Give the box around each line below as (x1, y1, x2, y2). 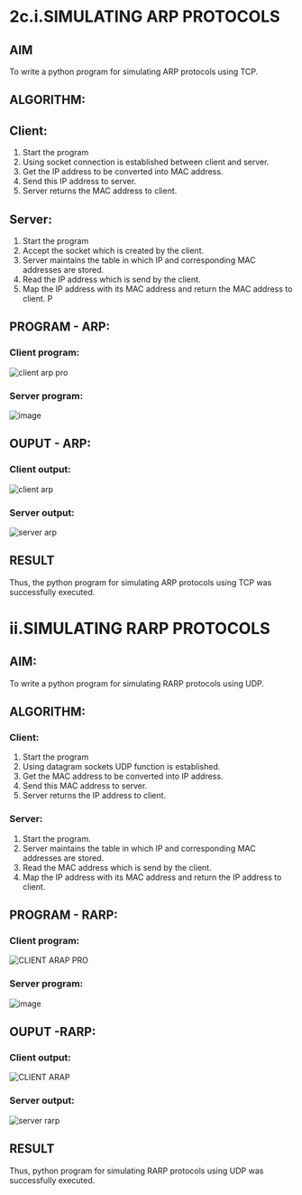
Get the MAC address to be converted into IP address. (22, 770, 224, 782)
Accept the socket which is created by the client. (22, 246, 205, 257)
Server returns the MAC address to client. (22, 185, 178, 196)
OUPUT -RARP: (9, 1024, 96, 1040)
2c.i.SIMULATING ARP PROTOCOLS (9, 6, 281, 27)
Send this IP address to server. (22, 176, 137, 187)
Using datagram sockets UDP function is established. (22, 761, 221, 772)
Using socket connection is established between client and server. (22, 156, 270, 168)
